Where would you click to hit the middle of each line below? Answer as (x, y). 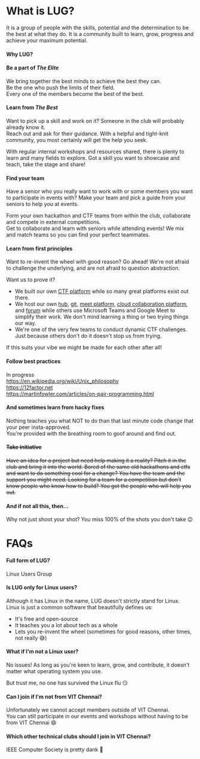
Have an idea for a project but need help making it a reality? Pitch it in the (96, 460)
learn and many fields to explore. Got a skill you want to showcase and (93, 158)
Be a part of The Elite (33, 68)
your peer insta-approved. (39, 427)
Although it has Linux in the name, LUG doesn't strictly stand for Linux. (93, 601)
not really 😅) (31, 638)
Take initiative (24, 447)
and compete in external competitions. (53, 222)
